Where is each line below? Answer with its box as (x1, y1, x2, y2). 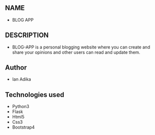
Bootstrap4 (12, 124, 35, 130)
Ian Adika (12, 76, 31, 82)
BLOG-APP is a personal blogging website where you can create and (12, 44, 150, 50)
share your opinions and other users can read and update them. (12, 49, 140, 55)
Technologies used (5, 90, 64, 99)
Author (5, 64, 27, 72)
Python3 (12, 104, 29, 110)
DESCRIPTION (5, 31, 49, 40)
